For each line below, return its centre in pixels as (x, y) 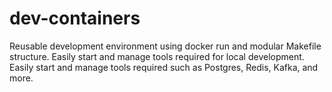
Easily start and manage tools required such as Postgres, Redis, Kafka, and (164, 67)
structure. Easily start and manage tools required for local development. (157, 56)
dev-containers (75, 18)
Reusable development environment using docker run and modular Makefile (165, 46)
